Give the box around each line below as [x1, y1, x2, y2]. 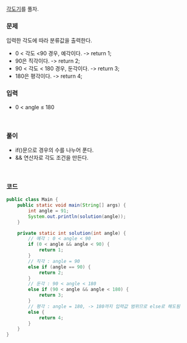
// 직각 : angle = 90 [28, 258, 80, 264]
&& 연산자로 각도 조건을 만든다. [15, 154, 89, 161]
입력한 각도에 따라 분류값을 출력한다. [6, 37, 92, 44]
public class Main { [6, 197, 59, 203]
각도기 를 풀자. [6, 5, 39, 12]
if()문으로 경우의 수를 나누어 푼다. [15, 146, 94, 154]
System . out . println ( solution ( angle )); [28, 213, 126, 220]
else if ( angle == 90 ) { [28, 263, 91, 270]
